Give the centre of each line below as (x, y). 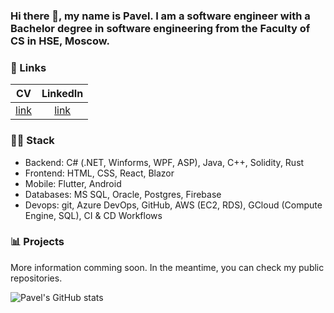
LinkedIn (62, 94)
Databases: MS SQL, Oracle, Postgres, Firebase (123, 194)
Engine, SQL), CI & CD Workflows (93, 215)
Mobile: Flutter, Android (73, 183)
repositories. (36, 278)
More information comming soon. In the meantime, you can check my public (167, 267)
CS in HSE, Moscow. (60, 41)
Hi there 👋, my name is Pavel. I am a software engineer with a (160, 16)
